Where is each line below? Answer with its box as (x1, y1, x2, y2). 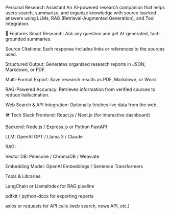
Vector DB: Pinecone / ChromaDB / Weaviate (5, 153, 100, 159)
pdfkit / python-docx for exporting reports (5, 193, 94, 199)
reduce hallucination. (5, 92, 50, 98)
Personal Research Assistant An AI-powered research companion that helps (5, 5, 165, 10)
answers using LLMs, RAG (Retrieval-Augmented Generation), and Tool (5, 15, 155, 21)
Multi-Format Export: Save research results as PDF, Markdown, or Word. (5, 77, 157, 82)
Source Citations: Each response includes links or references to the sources (5, 46, 165, 52)
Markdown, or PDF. (5, 66, 46, 73)
